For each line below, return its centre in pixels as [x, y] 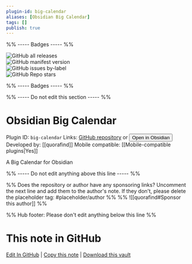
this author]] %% [27, 204]
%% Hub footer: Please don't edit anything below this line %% [81, 215]
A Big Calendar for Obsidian [39, 162]
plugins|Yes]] [22, 151]
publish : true [23, 28]
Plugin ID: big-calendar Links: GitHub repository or [67, 138]
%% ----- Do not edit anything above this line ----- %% [73, 174]
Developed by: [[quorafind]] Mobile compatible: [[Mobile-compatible [88, 145]
